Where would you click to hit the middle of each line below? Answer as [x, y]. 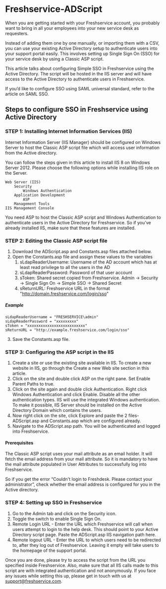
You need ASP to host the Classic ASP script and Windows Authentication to [83, 217]
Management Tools [32, 204]
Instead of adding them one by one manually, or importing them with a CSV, [82, 43]
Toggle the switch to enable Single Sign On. [57, 519]
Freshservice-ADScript [54, 9]
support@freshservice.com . [34, 581]
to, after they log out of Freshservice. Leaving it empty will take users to [86, 545]
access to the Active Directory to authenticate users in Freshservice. [75, 79]
